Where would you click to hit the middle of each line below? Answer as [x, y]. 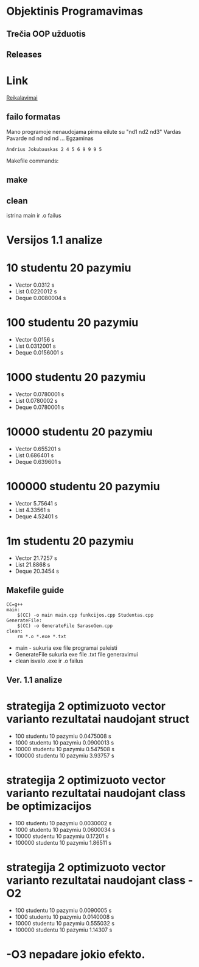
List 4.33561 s [33, 510]
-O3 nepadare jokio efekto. [76, 954]
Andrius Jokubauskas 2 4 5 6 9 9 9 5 [54, 149]
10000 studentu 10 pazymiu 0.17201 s [62, 836]
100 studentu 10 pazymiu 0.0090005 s [63, 910]
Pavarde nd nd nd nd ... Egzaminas [50, 138]
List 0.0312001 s [35, 346]
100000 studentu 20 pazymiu [83, 487]
